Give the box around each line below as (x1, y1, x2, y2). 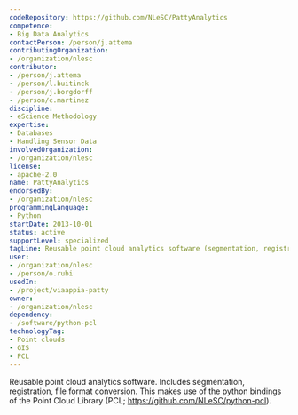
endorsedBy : (9, 187, 53, 196)
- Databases (9, 129, 53, 138)
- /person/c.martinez (9, 95, 90, 105)
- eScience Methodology (9, 112, 98, 121)
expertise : (9, 121, 50, 130)
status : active (9, 227, 66, 236)
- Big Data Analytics (9, 29, 90, 38)
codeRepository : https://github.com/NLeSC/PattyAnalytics (9, 12, 228, 22)
